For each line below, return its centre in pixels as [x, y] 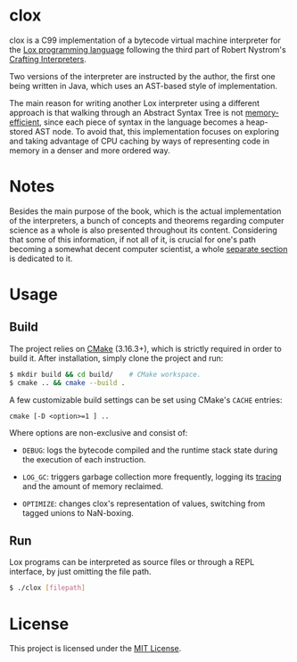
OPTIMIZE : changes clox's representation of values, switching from [144, 503]
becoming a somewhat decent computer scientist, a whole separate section [148, 249]
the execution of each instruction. [84, 459]
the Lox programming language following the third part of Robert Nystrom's [148, 49]
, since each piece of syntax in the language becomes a [141, 122]
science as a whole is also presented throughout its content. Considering [144, 230]
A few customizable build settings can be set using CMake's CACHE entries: [146, 400]
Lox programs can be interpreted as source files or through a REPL [132, 562]
